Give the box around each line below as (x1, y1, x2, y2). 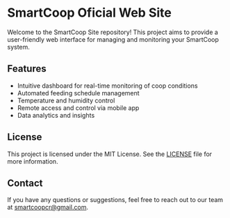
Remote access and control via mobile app (17, 103, 140, 112)
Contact (7, 177, 43, 189)
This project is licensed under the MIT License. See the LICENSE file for (7, 150, 213, 158)
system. (7, 42, 30, 51)
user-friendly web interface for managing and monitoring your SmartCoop (7, 35, 219, 43)
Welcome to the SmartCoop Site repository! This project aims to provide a (7, 28, 219, 36)
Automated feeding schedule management (17, 88, 140, 97)
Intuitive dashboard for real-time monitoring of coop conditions (17, 81, 198, 90)
